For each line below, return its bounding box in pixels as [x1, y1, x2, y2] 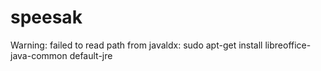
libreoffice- [264, 39, 312, 51]
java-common [10, 49, 68, 61]
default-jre [69, 49, 113, 61]
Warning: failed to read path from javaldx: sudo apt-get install [10, 39, 263, 51]
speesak [10, 6, 83, 29]
